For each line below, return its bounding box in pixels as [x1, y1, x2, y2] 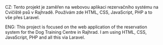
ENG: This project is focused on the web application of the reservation [5, 24, 147, 30]
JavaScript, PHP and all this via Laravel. [5, 34, 85, 40]
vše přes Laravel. [5, 15, 40, 20]
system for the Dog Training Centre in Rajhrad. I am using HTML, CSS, [5, 29, 147, 35]
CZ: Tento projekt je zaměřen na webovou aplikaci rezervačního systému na [5, 4, 159, 10]
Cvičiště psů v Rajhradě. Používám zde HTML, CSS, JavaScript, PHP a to [5, 9, 153, 15]
